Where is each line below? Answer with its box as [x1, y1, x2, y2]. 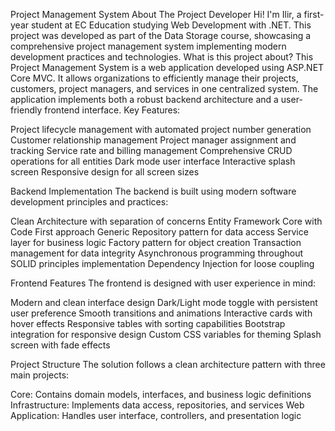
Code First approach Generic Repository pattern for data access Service [10, 226, 309, 238]
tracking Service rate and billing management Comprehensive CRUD [10, 145, 293, 156]
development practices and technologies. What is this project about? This [10, 51, 314, 63]
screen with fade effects [10, 339, 111, 351]
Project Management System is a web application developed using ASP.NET [10, 62, 325, 73]
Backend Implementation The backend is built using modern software [10, 185, 297, 197]
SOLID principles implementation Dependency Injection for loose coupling [10, 258, 315, 269]
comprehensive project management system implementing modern [10, 40, 287, 52]
